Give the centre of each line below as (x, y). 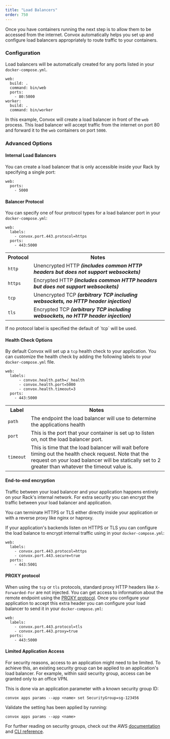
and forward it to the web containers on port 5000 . (56, 130)
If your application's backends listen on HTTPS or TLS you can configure (81, 527)
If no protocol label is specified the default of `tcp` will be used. (71, 329)
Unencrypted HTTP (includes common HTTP (88, 266)
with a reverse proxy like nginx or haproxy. (49, 518)
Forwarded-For (20, 593)
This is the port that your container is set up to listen (93, 433)
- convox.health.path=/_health (52, 380)
